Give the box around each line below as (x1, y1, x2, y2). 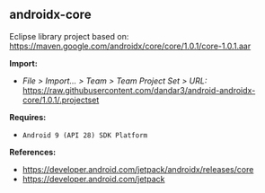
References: (9, 146, 57, 157)
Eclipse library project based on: (9, 31, 129, 41)
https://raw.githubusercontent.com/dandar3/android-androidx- (22, 84, 256, 95)
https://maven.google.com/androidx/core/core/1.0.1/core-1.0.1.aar (9, 40, 252, 51)
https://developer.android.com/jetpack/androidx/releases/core (22, 163, 254, 174)
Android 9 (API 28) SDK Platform (22, 130, 148, 140)
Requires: (9, 111, 47, 122)
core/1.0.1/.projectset (22, 94, 100, 105)
